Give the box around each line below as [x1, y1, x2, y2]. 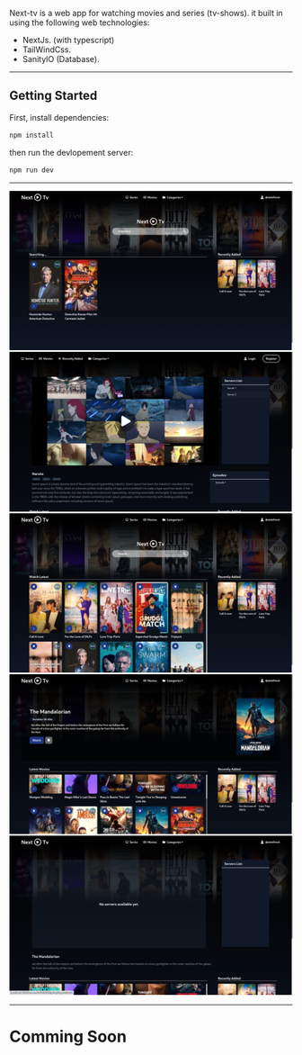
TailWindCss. [22, 44, 72, 55]
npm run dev [9, 166, 54, 175]
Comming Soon [9, 1026, 128, 1047]
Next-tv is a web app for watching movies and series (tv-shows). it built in [9, 8, 283, 18]
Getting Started [9, 88, 98, 104]
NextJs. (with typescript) [22, 35, 115, 45]
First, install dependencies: [9, 112, 110, 122]
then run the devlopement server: [9, 147, 134, 158]
